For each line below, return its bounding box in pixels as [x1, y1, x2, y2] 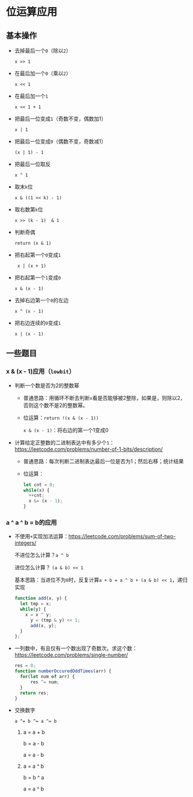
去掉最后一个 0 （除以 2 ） [14, 47, 72, 54]
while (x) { [23, 487, 50, 493]
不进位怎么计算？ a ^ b [14, 552, 69, 559]
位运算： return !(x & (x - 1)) [23, 414, 99, 421]
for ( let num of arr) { [20, 674, 75, 680]
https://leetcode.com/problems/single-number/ [14, 651, 128, 659]
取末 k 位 [14, 183, 33, 190]
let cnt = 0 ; [23, 481, 55, 488]
